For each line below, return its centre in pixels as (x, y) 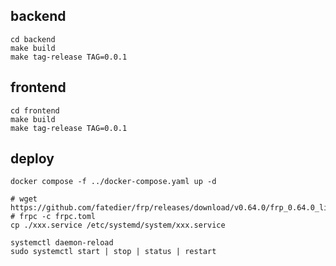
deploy (32, 159)
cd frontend (35, 110)
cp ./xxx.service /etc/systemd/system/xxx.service (118, 225)
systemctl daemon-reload (62, 243)
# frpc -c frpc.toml (53, 217)
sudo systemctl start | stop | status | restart (113, 252)
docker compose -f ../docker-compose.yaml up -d (113, 182)
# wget (24, 199)
